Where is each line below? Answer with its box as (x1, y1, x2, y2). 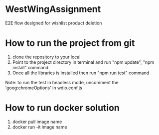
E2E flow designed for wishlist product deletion (5, 20, 102, 26)
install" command (12, 64, 49, 70)
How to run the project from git (5, 37, 135, 49)
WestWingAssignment (5, 3, 101, 15)
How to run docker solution (5, 102, 120, 114)
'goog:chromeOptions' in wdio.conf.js (5, 85, 82, 91)
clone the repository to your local (12, 54, 81, 60)
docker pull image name (12, 119, 62, 125)
